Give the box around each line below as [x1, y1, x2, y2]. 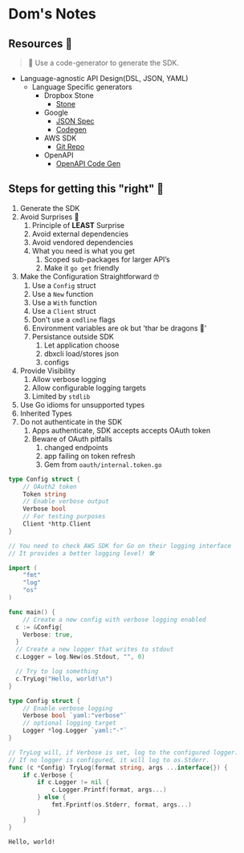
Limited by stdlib [31, 391, 91, 401]
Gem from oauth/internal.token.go [43, 459, 162, 469]
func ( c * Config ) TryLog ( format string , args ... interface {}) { [8, 763, 228, 771]
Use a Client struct [31, 306, 96, 315]
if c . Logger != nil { [37, 778, 110, 786]
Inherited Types [19, 408, 72, 418]
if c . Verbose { [22, 771, 74, 779]
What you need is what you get [31, 246, 135, 255]
